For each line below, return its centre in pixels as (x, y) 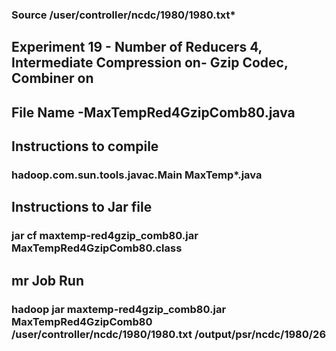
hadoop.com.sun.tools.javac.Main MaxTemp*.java (137, 175)
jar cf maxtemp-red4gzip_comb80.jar (105, 236)
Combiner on (52, 78)
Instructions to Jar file (82, 207)
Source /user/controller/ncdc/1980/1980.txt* (123, 15)
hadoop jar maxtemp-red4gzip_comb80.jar (119, 309)
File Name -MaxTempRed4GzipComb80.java (153, 112)
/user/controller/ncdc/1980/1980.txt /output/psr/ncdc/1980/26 (169, 334)
